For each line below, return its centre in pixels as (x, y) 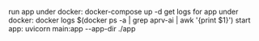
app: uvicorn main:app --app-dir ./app (72, 29)
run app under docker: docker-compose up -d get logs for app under (123, 12)
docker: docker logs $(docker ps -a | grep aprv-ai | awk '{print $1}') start (129, 20)
